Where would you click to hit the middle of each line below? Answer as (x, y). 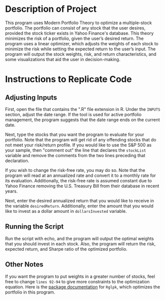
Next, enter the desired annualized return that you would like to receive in (80, 200)
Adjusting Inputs (31, 97)
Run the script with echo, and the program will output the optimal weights (80, 238)
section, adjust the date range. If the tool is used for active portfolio (73, 114)
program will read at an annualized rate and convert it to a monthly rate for (81, 175)
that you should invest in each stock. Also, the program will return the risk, (81, 244)
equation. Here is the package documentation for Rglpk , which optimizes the (82, 287)
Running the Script (34, 227)
